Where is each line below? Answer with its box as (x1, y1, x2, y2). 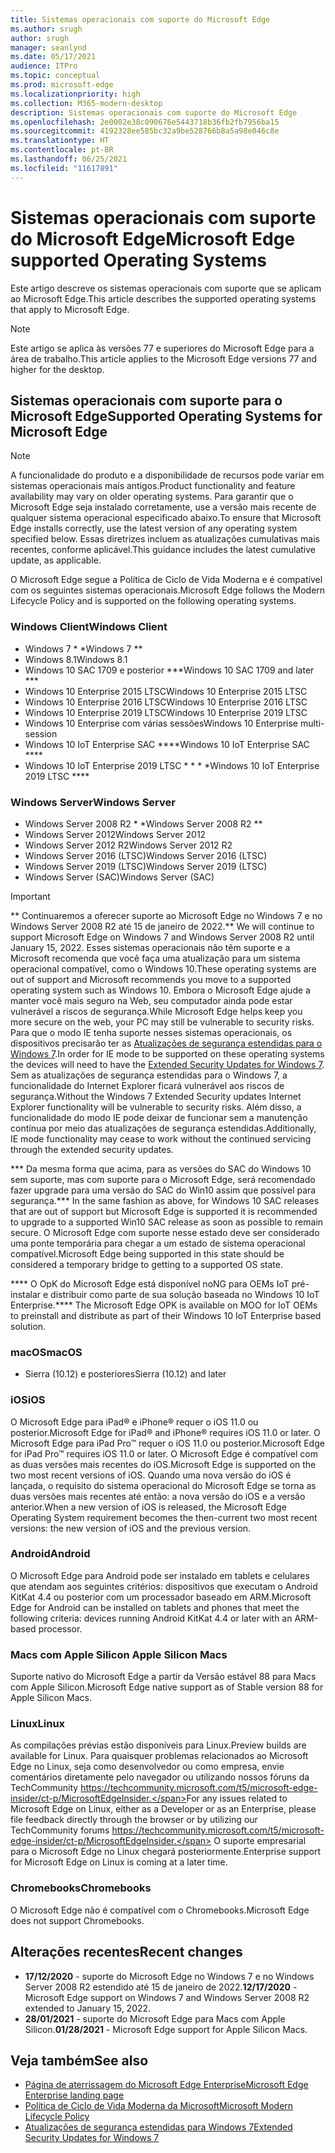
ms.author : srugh (10, 24, 83, 34)
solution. (10, 1320, 47, 1332)
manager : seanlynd (10, 42, 87, 53)
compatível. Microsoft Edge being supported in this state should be (10, 1247, 285, 1260)
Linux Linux (10, 1717, 66, 1731)
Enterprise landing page (24, 2089, 125, 2101)
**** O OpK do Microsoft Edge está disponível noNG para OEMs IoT (10, 1277, 290, 1290)
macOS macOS (10, 1345, 83, 1359)
